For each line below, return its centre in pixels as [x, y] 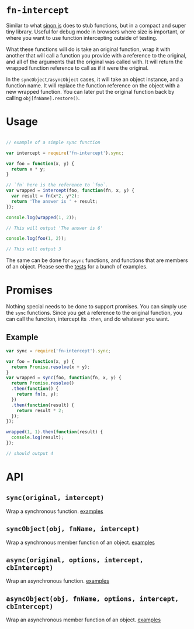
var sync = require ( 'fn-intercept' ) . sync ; [58, 351]
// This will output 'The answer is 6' [55, 228]
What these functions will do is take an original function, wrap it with [88, 49]
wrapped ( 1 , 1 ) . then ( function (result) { [55, 432]
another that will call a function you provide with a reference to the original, [96, 55]
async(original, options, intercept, [75, 560]
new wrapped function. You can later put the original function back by [90, 91]
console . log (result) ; [38, 438]
